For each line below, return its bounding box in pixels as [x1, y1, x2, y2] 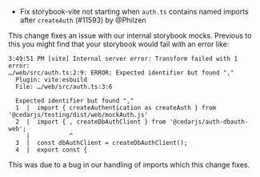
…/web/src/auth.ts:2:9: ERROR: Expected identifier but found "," [8, 69, 234, 77]
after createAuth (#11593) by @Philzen [19, 15, 146, 25]
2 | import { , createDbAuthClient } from [15, 118, 166, 126]
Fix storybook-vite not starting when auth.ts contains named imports [19, 7, 250, 16]
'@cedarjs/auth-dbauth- [169, 118, 249, 126]
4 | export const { [15, 146, 88, 154]
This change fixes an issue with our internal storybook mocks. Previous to [8, 31, 252, 40]
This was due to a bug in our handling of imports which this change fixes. [8, 160, 250, 169]
